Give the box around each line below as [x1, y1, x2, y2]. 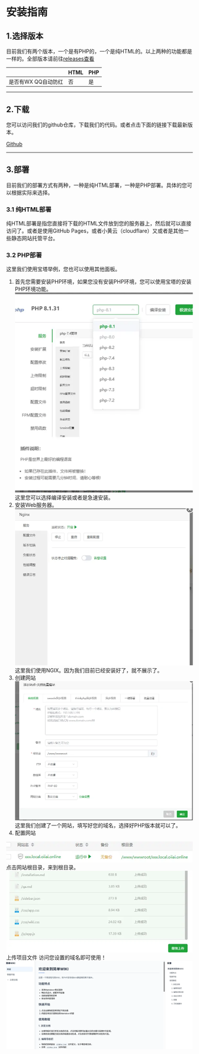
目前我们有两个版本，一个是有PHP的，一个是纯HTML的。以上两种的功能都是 [6, 48, 192, 55]
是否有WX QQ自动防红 [8, 78, 63, 85]
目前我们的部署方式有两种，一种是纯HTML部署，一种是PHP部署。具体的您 [6, 182, 188, 189]
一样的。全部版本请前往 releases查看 [6, 55, 95, 62]
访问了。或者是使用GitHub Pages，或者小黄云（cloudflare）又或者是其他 [6, 227, 184, 234]
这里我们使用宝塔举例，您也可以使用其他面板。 [6, 265, 120, 273]
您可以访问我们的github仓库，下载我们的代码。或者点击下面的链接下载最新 [6, 121, 188, 128]
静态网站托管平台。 [11, 235, 58, 242]
